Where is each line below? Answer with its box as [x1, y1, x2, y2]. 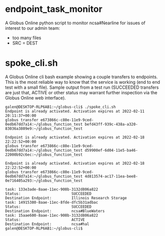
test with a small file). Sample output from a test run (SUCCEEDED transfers [5, 84, 159, 90]
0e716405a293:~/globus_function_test [5, 178, 83, 183]
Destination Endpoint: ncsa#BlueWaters [5, 208, 105, 214]
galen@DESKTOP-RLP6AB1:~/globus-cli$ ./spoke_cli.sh [5, 104, 116, 110]
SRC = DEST [12, 40, 38, 46]
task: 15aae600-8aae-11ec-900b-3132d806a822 [5, 213, 98, 218]
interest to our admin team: [5, 25, 60, 31]
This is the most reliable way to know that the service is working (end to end [5, 79, 161, 85]
